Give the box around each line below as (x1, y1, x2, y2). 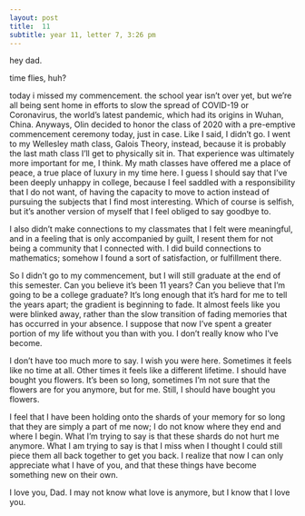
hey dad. (9, 55, 43, 66)
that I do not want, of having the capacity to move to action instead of (9, 187, 271, 198)
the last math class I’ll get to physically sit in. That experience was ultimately (9, 148, 295, 159)
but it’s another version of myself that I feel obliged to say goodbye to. (9, 206, 271, 217)
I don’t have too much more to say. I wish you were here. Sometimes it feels (9, 355, 292, 366)
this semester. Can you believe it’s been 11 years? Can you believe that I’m (9, 280, 286, 291)
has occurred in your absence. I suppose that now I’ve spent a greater (9, 319, 272, 330)
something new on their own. (9, 470, 118, 481)
